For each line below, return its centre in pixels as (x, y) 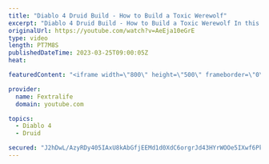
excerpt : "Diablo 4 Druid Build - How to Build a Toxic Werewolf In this (134, 23)
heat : (17, 61)
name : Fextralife (44, 97)
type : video (28, 38)
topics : (21, 118)
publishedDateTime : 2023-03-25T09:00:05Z (78, 53)
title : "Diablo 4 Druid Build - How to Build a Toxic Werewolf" (118, 16)
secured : (23, 148)
